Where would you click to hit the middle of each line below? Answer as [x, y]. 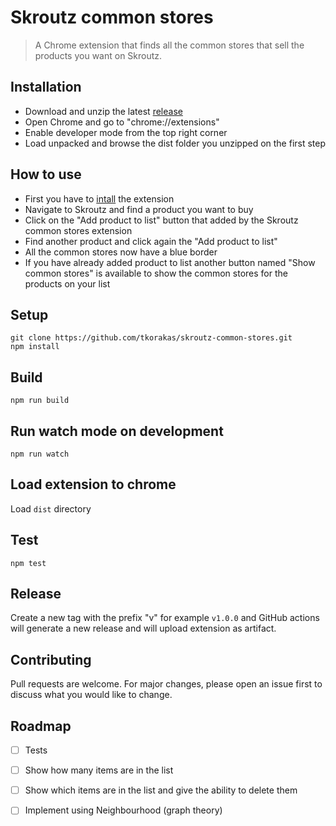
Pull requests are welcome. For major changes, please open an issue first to [166, 684]
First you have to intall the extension [99, 198]
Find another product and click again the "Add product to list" [151, 241]
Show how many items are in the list [99, 770]
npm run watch [40, 454]
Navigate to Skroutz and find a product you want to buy [139, 209]
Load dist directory [51, 508]
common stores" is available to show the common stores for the [156, 273]
